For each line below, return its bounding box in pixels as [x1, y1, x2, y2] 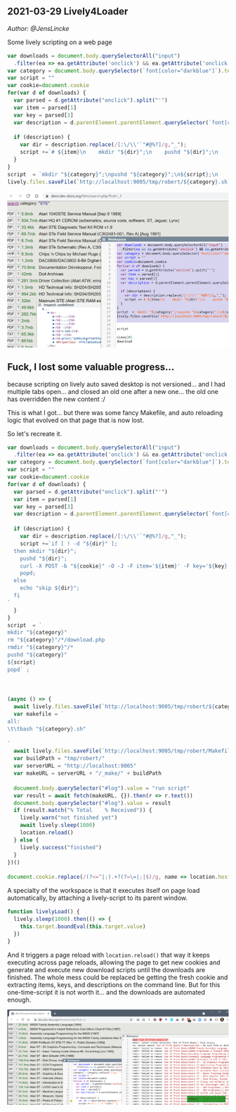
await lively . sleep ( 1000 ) [20, 822, 96, 829]
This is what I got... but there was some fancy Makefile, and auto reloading [7, 408, 223, 417]
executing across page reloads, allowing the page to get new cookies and [7, 958, 221, 967]
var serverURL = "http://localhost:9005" [13, 762, 137, 770]
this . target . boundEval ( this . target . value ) [20, 923, 146, 930]
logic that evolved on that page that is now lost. [7, 416, 145, 424]
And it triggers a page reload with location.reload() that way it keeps [7, 950, 211, 959]
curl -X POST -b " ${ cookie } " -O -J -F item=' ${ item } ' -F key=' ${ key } [20, 562, 228, 570]
